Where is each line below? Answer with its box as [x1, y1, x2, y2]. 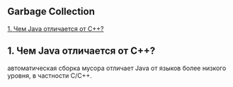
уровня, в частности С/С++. [7, 71, 92, 80]
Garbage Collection [7, 6, 96, 18]
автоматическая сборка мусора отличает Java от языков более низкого [7, 64, 227, 72]
